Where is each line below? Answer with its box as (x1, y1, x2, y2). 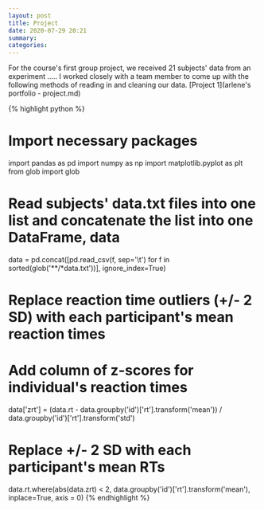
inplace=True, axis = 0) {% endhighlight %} (8, 493, 150, 503)
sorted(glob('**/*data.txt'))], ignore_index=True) (8, 264, 166, 273)
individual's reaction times (8, 379, 188, 397)
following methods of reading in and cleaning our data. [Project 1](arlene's (8, 80, 251, 90)
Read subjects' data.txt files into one (8, 194, 256, 213)
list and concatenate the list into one (8, 212, 254, 229)
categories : (8, 41, 48, 49)
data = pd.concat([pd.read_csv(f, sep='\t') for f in (8, 255, 170, 264)
